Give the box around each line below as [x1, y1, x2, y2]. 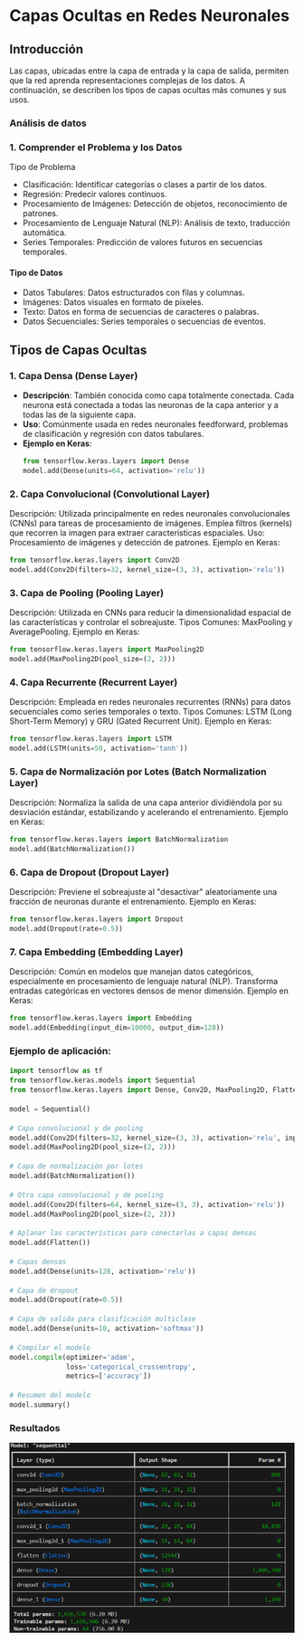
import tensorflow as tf [9, 1067, 103, 1076]
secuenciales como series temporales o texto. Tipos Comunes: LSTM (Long [9, 707, 292, 717]
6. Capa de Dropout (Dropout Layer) [9, 866, 170, 878]
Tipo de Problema [9, 162, 76, 173]
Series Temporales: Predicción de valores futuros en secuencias [22, 237, 263, 248]
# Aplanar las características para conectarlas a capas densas [9, 1229, 257, 1238]
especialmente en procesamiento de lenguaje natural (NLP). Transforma [9, 976, 279, 987]
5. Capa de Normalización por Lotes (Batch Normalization [9, 765, 267, 778]
